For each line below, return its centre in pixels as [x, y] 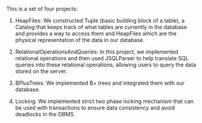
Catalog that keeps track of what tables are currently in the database [101, 27]
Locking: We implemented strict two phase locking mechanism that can [104, 101]
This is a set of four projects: [42, 9]
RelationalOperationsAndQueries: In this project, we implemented [97, 52]
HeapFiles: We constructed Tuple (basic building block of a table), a [100, 20]
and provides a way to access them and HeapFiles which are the [96, 33]
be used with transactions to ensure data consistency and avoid [95, 108]
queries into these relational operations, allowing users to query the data [106, 65]
